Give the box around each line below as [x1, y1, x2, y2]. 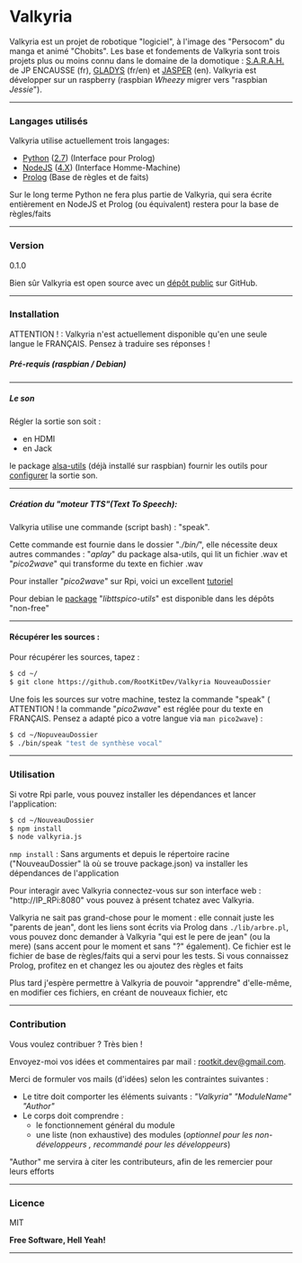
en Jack [22, 443, 52, 454]
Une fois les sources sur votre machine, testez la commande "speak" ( [9, 693, 271, 704]
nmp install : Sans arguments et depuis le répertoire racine [9, 849, 230, 860]
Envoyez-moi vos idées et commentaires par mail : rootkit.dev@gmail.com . [9, 1056, 287, 1067]
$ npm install [9, 824, 63, 834]
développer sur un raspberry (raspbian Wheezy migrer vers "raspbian [9, 74, 268, 85]
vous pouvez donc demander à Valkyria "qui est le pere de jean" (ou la [9, 932, 271, 943]
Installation [9, 308, 60, 320]
